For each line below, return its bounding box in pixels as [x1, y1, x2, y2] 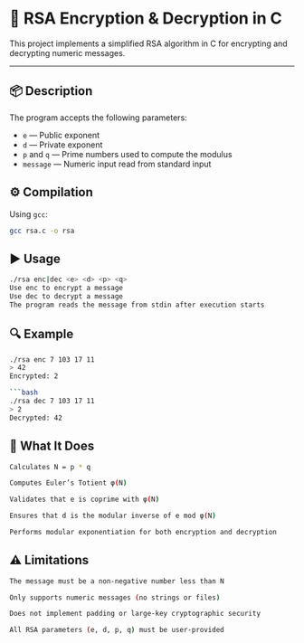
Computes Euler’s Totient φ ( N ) [9, 478, 128, 487]
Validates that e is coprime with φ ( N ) [9, 495, 160, 505]
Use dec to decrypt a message [9, 292, 124, 301]
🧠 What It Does [9, 439, 95, 454]
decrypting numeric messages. [9, 47, 126, 58]
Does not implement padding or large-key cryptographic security [9, 610, 261, 619]
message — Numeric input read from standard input [22, 158, 212, 169]
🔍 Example [9, 326, 74, 342]
